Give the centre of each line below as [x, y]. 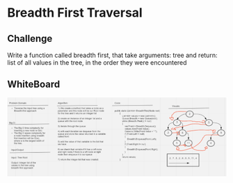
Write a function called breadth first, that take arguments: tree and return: [112, 55]
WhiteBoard [34, 85]
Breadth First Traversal [75, 13]
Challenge [30, 39]
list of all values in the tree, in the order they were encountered [97, 63]
